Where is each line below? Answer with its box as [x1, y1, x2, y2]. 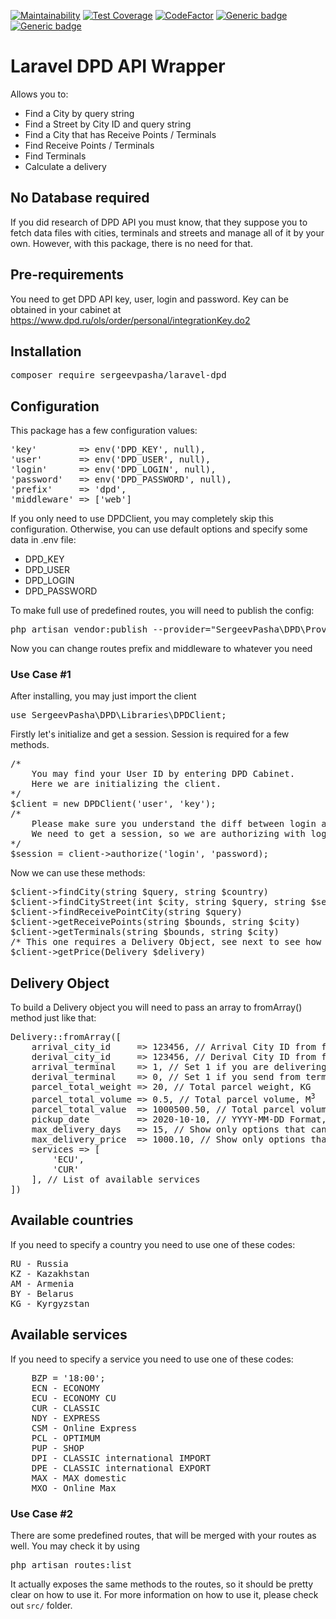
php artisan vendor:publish [10, 624, 148, 635]
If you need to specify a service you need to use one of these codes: [10, 1353, 294, 1365]
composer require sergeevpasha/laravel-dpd [10, 370, 227, 381]
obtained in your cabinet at [10, 303, 122, 315]
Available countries [10, 1212, 134, 1229]
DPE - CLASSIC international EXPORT [31, 1462, 212, 1474]
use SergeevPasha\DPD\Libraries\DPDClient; [10, 710, 227, 721]
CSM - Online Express [31, 1422, 138, 1434]
